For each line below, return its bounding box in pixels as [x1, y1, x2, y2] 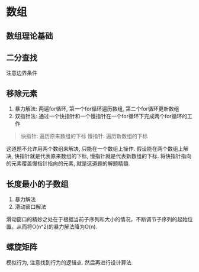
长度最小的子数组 [6, 179, 69, 189]
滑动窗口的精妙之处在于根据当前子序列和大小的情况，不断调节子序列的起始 [6, 216, 188, 223]
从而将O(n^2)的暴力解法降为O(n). [16, 223, 98, 231]
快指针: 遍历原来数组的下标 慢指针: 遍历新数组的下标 [20, 132, 148, 140]
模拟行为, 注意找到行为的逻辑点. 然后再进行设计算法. [6, 258, 133, 266]
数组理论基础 [6, 31, 53, 41]
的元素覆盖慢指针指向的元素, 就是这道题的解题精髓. [6, 160, 130, 167]
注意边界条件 [6, 69, 37, 77]
